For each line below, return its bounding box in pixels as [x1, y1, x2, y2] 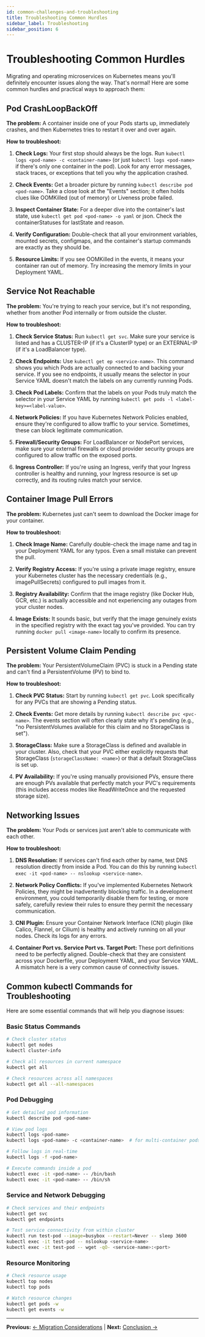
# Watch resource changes [6, 1295, 72, 1301]
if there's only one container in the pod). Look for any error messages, [15, 163, 192, 170]
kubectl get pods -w [6, 1300, 59, 1307]
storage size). [15, 792, 50, 800]
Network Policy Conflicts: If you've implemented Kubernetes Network [15, 882, 193, 889]
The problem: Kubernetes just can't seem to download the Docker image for [6, 510, 199, 517]
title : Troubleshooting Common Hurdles [6, 15, 108, 21]
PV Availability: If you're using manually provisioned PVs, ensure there [15, 773, 194, 780]
